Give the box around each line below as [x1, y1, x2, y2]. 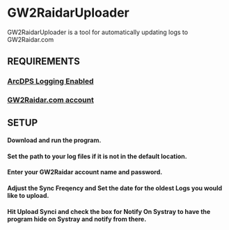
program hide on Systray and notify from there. [7, 215, 147, 223]
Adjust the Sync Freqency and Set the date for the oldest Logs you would [7, 183, 223, 192]
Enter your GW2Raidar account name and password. [7, 168, 163, 176]
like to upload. [7, 191, 49, 199]
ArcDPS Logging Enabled [7, 77, 94, 86]
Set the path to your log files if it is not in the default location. [7, 152, 187, 160]
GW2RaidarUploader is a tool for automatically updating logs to [7, 28, 189, 36]
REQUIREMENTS [7, 56, 80, 68]
